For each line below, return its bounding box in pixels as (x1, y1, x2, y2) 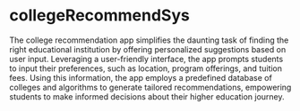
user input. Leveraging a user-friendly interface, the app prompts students (9, 53, 284, 64)
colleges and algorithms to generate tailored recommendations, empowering (9, 82, 292, 92)
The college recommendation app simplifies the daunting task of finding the (9, 35, 289, 45)
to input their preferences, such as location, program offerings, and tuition (9, 63, 283, 74)
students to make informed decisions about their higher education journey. (9, 91, 285, 102)
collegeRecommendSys (9, 5, 190, 26)
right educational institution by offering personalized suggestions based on (9, 44, 287, 54)
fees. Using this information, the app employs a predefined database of (9, 72, 273, 83)
